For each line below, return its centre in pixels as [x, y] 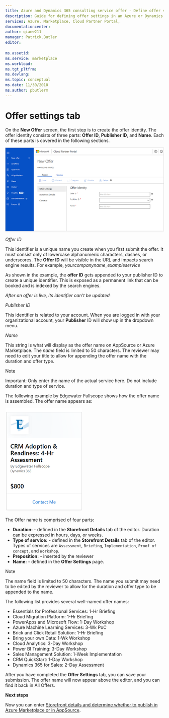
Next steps [17, 695]
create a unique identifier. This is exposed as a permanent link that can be [82, 280]
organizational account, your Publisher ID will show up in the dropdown [79, 320]
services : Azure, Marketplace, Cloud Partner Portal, [63, 21]
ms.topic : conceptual [28, 80]
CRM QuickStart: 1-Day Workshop [48, 659]
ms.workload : [19, 64]
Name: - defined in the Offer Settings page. [58, 561]
